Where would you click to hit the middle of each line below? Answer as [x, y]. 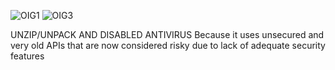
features [27, 56]
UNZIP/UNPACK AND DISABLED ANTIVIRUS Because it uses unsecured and [167, 34]
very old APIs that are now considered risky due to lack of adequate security [168, 45]
